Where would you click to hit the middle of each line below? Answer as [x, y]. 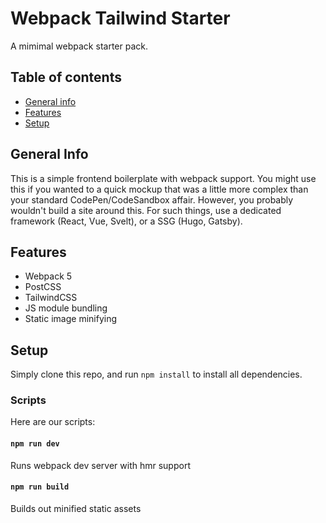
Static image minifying [71, 319]
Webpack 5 [48, 276]
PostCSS [43, 287]
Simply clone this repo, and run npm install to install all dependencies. [156, 374]
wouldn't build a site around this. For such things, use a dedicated [146, 210]
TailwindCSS [51, 298]
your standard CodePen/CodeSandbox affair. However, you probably [152, 199]
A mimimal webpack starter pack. [79, 46]
